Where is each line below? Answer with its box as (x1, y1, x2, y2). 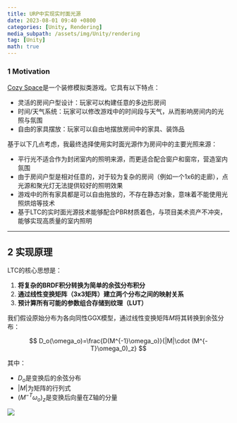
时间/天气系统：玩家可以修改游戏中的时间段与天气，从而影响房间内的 (17, 107, 218, 116)
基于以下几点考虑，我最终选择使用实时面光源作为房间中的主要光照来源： (7, 140, 217, 148)
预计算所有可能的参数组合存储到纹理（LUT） (17, 299, 148, 307)
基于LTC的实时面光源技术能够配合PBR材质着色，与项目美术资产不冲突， (17, 208, 227, 216)
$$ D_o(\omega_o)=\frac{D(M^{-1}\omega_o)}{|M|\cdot (29, 337, 190, 345)
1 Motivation (7, 66, 51, 76)
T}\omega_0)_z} (90, 344, 138, 353)
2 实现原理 (7, 246, 53, 258)
